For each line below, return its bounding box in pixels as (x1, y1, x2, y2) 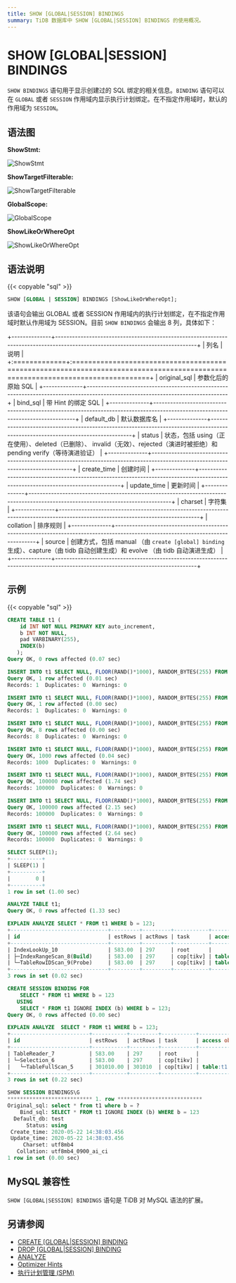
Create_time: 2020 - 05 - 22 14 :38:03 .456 (10, 1128, 124, 1135)
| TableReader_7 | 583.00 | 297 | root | (7, 1050, 199, 1057)
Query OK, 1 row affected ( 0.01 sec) (7, 675, 118, 682)
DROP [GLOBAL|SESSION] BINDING (17, 1245, 122, 1253)
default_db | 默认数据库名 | (84, 415, 162, 423)
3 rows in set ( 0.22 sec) (7, 1076, 83, 1084)
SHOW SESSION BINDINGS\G (7, 1089, 80, 1096)
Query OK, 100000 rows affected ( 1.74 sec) (7, 778, 137, 785)
